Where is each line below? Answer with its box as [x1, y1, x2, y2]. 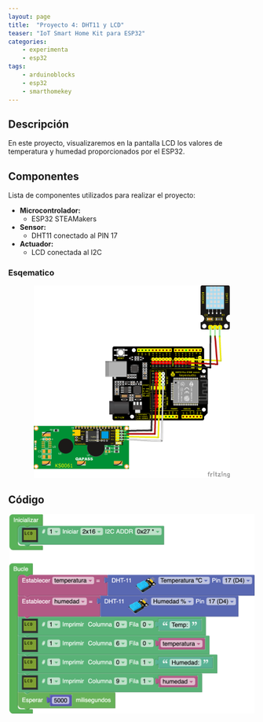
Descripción [8, 117, 69, 131]
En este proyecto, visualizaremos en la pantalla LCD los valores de [8, 139, 223, 148]
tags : [8, 63, 26, 71]
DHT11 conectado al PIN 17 [31, 231, 118, 240]
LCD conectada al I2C [31, 248, 102, 257]
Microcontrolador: [19, 205, 81, 216]
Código [8, 493, 45, 507]
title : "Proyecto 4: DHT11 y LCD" [8, 20, 125, 29]
